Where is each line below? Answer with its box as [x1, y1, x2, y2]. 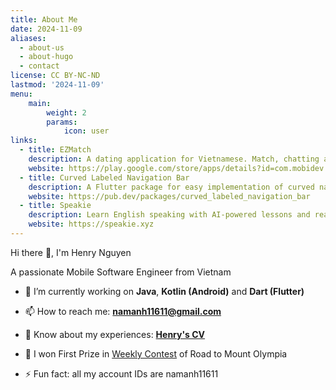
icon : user [63, 126, 110, 136]
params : [46, 117, 78, 127]
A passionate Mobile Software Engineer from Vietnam [10, 266, 232, 278]
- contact [19, 61, 60, 71]
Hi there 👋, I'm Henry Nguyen [10, 246, 132, 258]
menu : [10, 89, 33, 99]
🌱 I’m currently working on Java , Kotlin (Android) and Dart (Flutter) [24, 285, 305, 297]
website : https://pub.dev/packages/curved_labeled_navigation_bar [28, 191, 311, 201]
